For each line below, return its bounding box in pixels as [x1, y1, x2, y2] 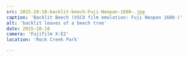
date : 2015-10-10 [6, 25, 50, 32]
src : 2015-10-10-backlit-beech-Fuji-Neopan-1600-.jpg [6, 8, 146, 15]
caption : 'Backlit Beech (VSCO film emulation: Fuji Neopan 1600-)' [6, 14, 183, 20]
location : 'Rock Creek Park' [6, 37, 80, 43]
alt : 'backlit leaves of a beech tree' [6, 20, 107, 26]
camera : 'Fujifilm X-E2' [6, 31, 69, 37]
